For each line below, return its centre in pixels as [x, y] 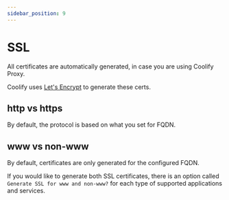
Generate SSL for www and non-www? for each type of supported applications [115, 184]
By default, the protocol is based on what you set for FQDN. [92, 125]
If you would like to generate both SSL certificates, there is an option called [113, 176]
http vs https [35, 108]
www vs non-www [48, 146]
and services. [26, 191]
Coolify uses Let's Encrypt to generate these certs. [79, 87]
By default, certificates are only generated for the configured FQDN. [104, 163]
